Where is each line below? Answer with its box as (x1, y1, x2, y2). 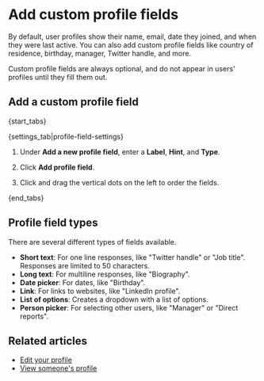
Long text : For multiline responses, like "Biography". (19, 269, 190, 279)
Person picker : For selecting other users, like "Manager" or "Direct (19, 303, 239, 312)
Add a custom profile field (8, 95, 139, 109)
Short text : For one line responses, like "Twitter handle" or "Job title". (19, 252, 246, 262)
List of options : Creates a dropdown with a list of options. (19, 295, 209, 304)
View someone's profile (19, 364, 98, 373)
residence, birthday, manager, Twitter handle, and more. (8, 48, 192, 58)
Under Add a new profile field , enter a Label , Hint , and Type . (19, 147, 220, 156)
